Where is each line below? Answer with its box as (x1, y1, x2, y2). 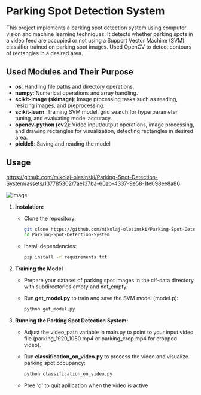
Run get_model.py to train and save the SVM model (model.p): (23, 295, 179, 302)
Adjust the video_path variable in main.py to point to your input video (23, 328, 194, 336)
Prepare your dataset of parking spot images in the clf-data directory (23, 277, 194, 284)
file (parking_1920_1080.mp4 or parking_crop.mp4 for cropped (23, 335, 178, 342)
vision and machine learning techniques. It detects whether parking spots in (6, 30, 193, 37)
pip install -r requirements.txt (23, 254, 108, 260)
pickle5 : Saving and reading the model (14, 140, 111, 147)
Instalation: (14, 203, 44, 210)
